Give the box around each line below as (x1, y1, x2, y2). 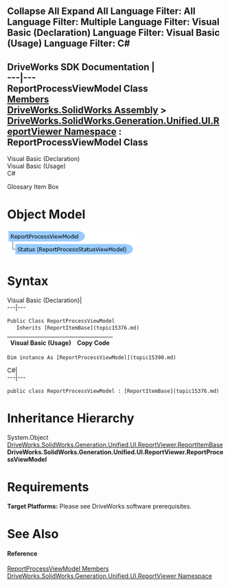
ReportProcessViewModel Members (7, 564, 109, 573)
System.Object (7, 434, 49, 442)
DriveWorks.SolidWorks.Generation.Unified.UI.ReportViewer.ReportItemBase (7, 440, 223, 449)
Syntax (7, 273, 49, 289)
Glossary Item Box (7, 182, 59, 191)
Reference (7, 549, 38, 557)
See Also (7, 526, 59, 542)
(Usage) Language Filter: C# (7, 38, 130, 50)
